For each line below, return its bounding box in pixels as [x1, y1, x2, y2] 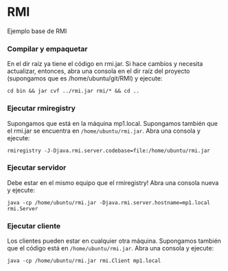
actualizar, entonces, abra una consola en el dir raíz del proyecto [7, 67, 190, 76]
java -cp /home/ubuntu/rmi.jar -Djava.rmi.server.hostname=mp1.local [7, 199, 211, 206]
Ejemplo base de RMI [7, 27, 67, 35]
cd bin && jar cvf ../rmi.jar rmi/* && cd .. [7, 87, 139, 95]
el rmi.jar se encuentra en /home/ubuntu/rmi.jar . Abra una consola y [7, 127, 201, 135]
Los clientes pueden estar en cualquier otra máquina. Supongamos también [7, 237, 222, 245]
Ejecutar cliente [7, 221, 61, 230]
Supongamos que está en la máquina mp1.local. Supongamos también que [7, 119, 218, 127]
